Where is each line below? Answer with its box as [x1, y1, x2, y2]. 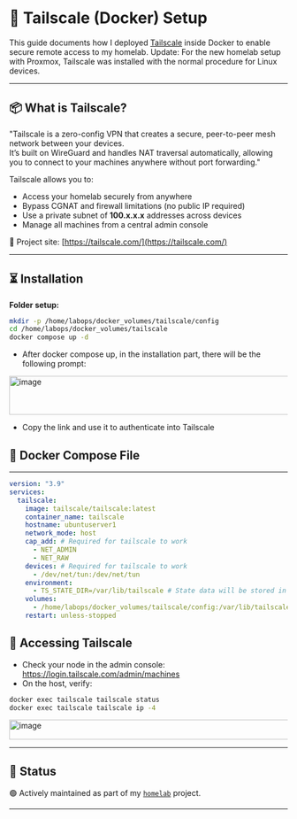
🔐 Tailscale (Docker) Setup [9, 8, 208, 28]
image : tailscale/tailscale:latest [25, 504, 156, 513]
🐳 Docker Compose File [9, 447, 141, 463]
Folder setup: [9, 299, 59, 310]
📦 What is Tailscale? [9, 101, 127, 116]
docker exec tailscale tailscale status [9, 695, 161, 704]
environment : [25, 578, 73, 587]
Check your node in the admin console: [21, 659, 165, 669]
